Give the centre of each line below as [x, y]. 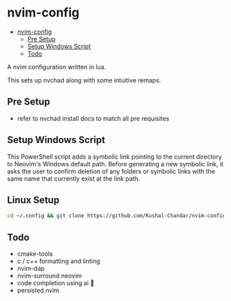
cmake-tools [35, 254]
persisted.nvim [38, 291]
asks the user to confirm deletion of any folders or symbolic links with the [111, 171]
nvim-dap [31, 269]
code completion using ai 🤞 [56, 283]
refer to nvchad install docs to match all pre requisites [93, 118]
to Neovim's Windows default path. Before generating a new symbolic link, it [115, 164]
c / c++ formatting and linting [58, 261]
